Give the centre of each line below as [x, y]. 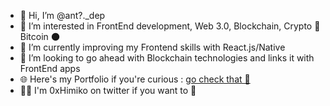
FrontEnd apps [50, 68]
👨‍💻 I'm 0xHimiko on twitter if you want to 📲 [108, 90]
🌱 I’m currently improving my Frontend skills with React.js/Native [152, 47]
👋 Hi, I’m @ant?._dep [62, 15]
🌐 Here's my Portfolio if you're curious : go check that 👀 [135, 79]
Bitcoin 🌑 [40, 36]
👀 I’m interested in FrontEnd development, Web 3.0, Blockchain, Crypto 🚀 [170, 26]
